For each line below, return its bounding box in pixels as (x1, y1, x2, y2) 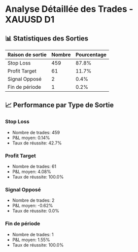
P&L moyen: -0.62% (12, 203, 53, 209)
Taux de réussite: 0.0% (12, 208, 60, 214)
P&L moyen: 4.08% (12, 169, 52, 175)
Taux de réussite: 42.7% (12, 140, 62, 146)
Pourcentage (75, 51, 107, 58)
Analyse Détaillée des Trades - (5, 3, 134, 15)
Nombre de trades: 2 (12, 197, 55, 203)
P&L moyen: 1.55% (12, 237, 50, 243)
